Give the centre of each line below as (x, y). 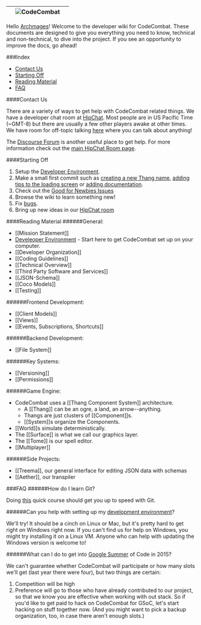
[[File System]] (33, 350)
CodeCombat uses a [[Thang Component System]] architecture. (94, 403)
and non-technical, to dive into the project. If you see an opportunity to (94, 39)
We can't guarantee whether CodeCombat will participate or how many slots (100, 566)
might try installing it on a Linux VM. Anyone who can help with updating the (100, 536)
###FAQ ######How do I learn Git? (50, 488)
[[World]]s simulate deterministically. (60, 428)
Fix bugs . (26, 203)
